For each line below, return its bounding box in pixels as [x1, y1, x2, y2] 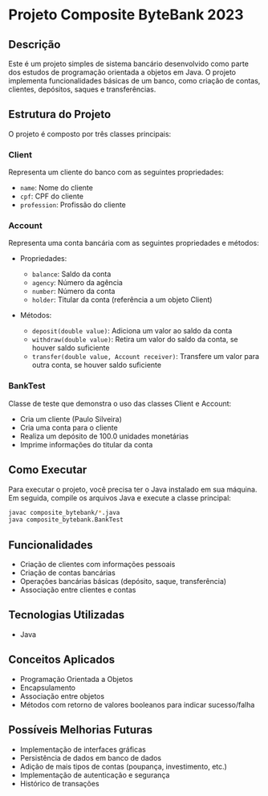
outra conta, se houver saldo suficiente [31, 360, 162, 370]
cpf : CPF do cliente [19, 191, 84, 202]
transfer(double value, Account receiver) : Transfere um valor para [31, 352, 259, 361]
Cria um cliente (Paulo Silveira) [19, 414, 122, 423]
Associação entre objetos [19, 691, 105, 700]
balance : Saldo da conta [31, 269, 112, 279]
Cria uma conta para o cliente [19, 422, 118, 432]
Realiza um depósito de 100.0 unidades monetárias [19, 431, 189, 441]
